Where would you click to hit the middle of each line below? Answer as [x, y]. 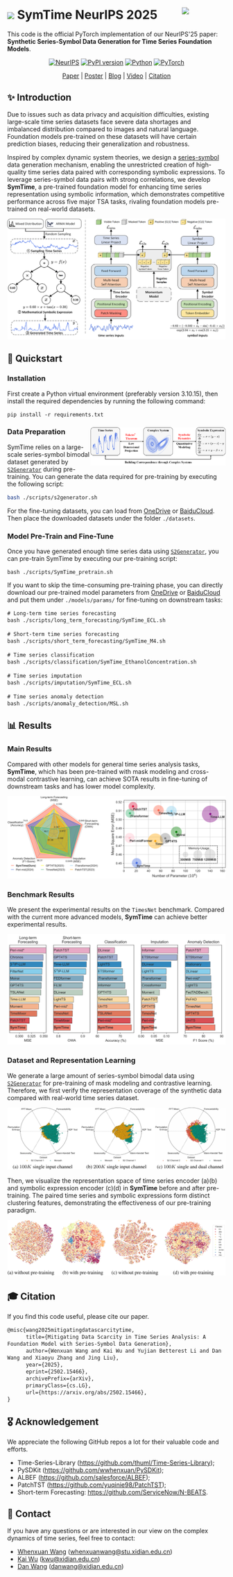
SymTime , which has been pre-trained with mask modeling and [98, 771]
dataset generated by [38, 462]
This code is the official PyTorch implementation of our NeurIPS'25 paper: [113, 34]
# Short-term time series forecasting [63, 634]
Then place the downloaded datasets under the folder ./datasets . [101, 518]
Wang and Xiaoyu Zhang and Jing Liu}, [63, 1358]
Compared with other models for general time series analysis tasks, [104, 764]
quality [17, 172]
